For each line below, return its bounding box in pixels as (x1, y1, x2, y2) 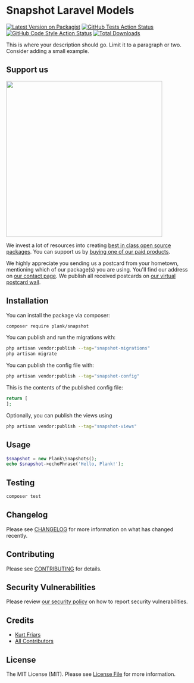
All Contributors (14, 638, 54, 645)
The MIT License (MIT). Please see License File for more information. (6, 670, 176, 678)
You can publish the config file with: (6, 361, 94, 369)
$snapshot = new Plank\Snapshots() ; (6, 456, 97, 461)
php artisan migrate (6, 351, 58, 357)
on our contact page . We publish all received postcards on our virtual (6, 272, 176, 279)
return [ (6, 395, 28, 402)
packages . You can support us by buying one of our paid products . (6, 248, 171, 255)
